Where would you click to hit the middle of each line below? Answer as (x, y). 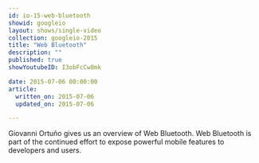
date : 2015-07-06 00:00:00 (53, 81)
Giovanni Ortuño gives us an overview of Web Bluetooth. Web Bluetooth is (130, 134)
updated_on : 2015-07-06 (55, 104)
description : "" (35, 52)
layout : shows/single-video (55, 30)
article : (23, 89)
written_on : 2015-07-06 (55, 96)
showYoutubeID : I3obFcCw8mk (55, 68)
